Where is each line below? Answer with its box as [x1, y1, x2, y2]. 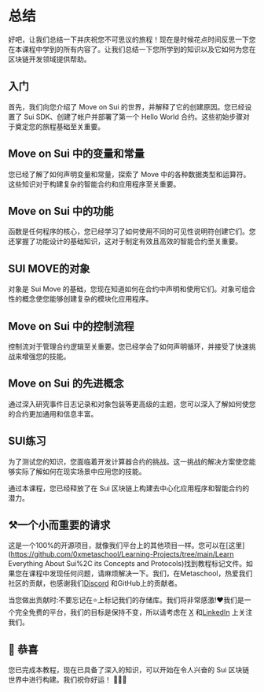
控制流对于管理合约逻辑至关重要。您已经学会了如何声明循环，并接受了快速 [8, 342, 249, 351]
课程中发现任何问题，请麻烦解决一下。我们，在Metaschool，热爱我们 [28, 568, 253, 579]
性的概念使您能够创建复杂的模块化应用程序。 [8, 294, 153, 304]
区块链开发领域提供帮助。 [8, 54, 91, 64]
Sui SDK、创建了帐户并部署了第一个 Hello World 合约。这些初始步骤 [23, 112, 244, 121]
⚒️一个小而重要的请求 [8, 519, 111, 532]
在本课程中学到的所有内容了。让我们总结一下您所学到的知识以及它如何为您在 [8, 44, 256, 54]
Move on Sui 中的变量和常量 [8, 147, 145, 161]
